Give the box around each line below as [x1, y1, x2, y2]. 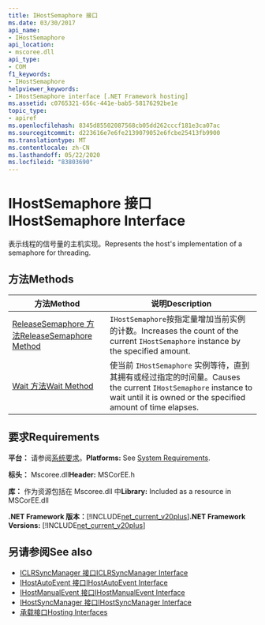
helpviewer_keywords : [8, 84, 80, 93]
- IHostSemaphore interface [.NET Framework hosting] [8, 92, 189, 100]
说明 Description [151, 298, 212, 309]
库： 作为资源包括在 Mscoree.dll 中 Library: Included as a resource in [8, 486, 232, 496]
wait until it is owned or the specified [110, 391, 246, 402]
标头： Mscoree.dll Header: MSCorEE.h [8, 470, 136, 479]
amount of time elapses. [110, 402, 200, 413]
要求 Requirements [8, 431, 100, 444]
